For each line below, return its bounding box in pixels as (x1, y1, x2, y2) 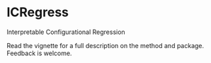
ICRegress (6, 4, 69, 21)
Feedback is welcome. (6, 49, 72, 57)
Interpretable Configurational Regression (6, 28, 125, 36)
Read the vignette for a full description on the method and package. (6, 41, 205, 50)
